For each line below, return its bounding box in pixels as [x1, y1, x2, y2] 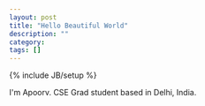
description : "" [9, 29, 69, 38]
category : [9, 37, 46, 47]
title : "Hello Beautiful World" [9, 21, 128, 30]
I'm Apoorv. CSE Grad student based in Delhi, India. [9, 87, 197, 98]
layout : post [9, 12, 57, 22]
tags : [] [9, 46, 42, 55]
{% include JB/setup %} [9, 70, 97, 80]
